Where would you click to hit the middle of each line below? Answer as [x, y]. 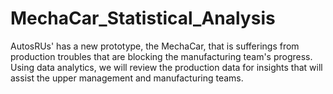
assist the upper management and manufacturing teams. [127, 78]
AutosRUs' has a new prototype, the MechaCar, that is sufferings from [155, 46]
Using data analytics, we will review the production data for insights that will [166, 67]
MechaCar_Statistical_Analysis [143, 18]
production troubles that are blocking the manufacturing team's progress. [161, 56]
